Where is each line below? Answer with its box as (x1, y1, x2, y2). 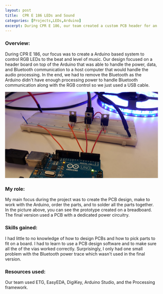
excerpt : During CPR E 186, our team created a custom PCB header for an (5, 23, 158, 28)
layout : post (5, 8, 32, 13)
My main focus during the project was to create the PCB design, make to (5, 197, 150, 202)
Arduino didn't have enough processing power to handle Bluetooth (5, 77, 138, 83)
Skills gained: (5, 224, 38, 231)
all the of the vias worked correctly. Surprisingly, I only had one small (5, 246, 143, 252)
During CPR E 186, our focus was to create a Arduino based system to (5, 51, 145, 57)
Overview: (5, 40, 30, 47)
